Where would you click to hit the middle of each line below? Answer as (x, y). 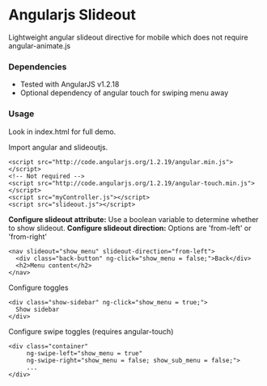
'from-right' (28, 237)
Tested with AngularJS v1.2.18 (70, 84)
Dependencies (38, 66)
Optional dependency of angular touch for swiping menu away (124, 93)
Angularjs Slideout (72, 15)
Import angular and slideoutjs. (58, 147)
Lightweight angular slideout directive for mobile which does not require (128, 37)
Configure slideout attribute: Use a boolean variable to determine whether (133, 219)
